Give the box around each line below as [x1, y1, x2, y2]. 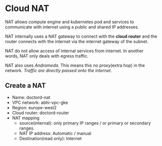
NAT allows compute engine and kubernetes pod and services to [5, 19, 134, 25]
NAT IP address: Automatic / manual [19, 130, 91, 136]
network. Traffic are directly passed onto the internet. [5, 67, 112, 73]
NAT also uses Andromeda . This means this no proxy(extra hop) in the [5, 62, 145, 68]
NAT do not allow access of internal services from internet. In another [5, 48, 144, 54]
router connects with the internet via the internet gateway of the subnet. [5, 38, 148, 44]
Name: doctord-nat [12, 94, 51, 100]
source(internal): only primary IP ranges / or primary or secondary [19, 120, 151, 126]
